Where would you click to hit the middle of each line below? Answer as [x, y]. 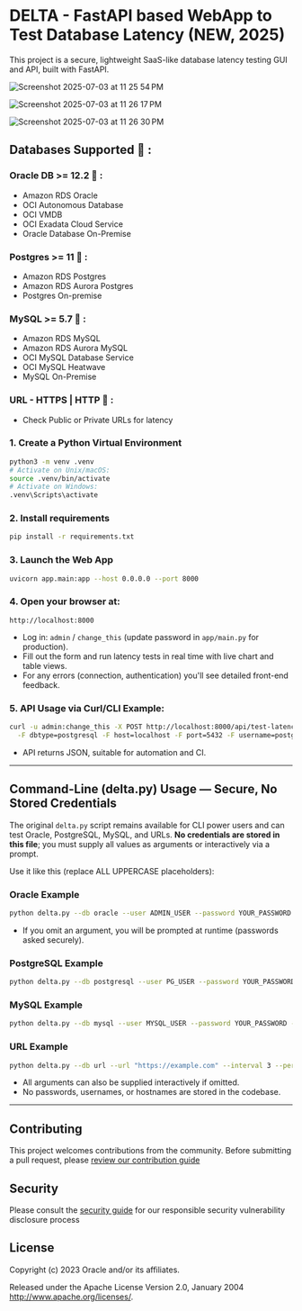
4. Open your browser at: [65, 601]
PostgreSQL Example [56, 963]
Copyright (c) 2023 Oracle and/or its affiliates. [94, 1270]
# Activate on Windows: [54, 487]
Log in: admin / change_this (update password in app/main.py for [140, 637]
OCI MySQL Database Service [78, 357]
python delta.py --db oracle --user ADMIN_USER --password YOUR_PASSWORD [151, 913]
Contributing [46, 1129]
